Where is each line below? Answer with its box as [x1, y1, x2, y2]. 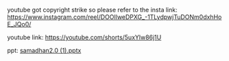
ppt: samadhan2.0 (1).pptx [7, 47, 82, 54]
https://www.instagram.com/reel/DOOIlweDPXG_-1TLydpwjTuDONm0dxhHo [7, 13, 222, 21]
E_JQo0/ [7, 20, 32, 28]
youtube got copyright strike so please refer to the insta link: [7, 6, 178, 14]
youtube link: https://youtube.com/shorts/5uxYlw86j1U [7, 33, 162, 41]
